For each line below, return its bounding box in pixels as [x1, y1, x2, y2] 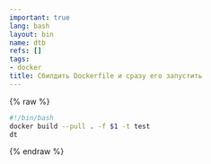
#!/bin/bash [9, 113, 54, 122]
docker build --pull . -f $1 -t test [9, 122, 151, 131]
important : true [9, 13, 70, 22]
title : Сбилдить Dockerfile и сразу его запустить [9, 72, 203, 81]
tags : [9, 55, 30, 64]
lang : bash [9, 22, 50, 30]
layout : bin [9, 30, 54, 39]
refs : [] [9, 47, 42, 56]
